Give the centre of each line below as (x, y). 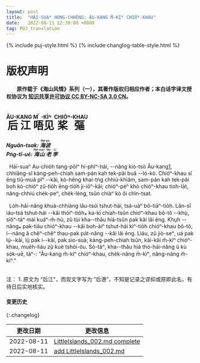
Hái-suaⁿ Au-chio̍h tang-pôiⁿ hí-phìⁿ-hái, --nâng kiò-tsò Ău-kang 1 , (90, 167)
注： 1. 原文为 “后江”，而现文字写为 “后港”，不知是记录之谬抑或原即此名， (97, 279)
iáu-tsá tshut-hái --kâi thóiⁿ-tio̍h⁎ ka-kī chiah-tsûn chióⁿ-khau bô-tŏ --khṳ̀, (98, 213)
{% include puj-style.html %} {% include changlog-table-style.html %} (93, 45)
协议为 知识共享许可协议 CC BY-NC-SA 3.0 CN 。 (71, 97)
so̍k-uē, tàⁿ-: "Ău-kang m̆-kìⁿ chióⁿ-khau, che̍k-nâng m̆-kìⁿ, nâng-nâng (93, 254)
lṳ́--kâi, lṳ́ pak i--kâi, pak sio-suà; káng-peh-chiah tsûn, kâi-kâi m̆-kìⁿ (91, 240)
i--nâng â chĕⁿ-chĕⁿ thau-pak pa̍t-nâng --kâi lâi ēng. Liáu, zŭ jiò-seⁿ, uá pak (100, 233)
